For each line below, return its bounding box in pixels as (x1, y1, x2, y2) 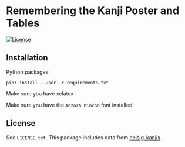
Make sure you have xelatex (6, 90, 74, 97)
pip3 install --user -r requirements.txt (6, 80, 109, 86)
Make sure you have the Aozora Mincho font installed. (6, 101, 134, 108)
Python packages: (6, 69, 50, 76)
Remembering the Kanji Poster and (6, 4, 180, 18)
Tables (6, 16, 40, 30)
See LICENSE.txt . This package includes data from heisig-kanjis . (6, 134, 162, 141)
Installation (6, 53, 48, 63)
